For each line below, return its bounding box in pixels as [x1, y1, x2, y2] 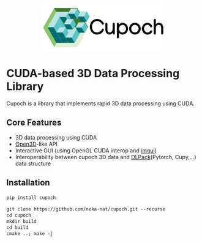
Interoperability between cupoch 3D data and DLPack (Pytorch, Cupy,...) [15, 153, 197, 160]
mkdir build [6, 218, 37, 225]
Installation [6, 178, 50, 188]
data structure [15, 160, 51, 167]
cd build [6, 224, 29, 231]
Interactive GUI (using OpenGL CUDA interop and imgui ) [15, 146, 157, 154]
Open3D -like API [15, 140, 58, 148]
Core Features [6, 118, 62, 128]
